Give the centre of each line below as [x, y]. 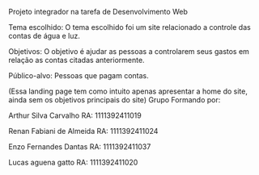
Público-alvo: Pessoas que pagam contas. [79, 75]
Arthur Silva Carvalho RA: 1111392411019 [75, 115]
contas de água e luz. [45, 36]
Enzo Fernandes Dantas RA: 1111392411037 [80, 147]
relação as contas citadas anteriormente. [76, 60]
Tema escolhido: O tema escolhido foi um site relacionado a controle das [129, 27]
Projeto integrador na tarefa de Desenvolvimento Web [98, 12]
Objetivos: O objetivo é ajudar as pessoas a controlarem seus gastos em [129, 51]
